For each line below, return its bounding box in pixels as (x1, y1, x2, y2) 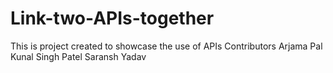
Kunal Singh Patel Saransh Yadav (10, 50, 147, 62)
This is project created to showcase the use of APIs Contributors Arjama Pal (10, 40, 323, 52)
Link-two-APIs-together (10, 7, 215, 30)
